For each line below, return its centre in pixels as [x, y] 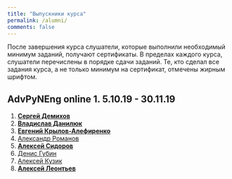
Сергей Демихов [44, 116]
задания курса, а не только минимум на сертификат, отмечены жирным [116, 69]
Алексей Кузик [40, 161]
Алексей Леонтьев [46, 168]
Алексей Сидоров [45, 146]
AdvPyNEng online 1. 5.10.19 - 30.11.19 [91, 99]
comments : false [31, 27]
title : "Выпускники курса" [47, 14]
